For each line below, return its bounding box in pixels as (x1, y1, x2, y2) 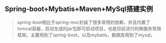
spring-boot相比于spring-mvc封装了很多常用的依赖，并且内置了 (17, 19, 150, 25)
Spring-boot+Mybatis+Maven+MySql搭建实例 (5, 5, 153, 14)
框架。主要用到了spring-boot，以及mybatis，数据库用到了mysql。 (17, 32, 155, 38)
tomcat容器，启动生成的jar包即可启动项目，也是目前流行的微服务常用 (17, 25, 161, 31)
